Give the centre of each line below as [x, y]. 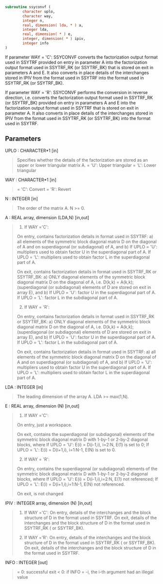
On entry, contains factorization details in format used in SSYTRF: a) [85, 236]
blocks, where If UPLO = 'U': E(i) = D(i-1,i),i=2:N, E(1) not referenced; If [87, 479]
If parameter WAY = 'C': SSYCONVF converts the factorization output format [81, 57]
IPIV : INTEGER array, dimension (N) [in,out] [49, 503]
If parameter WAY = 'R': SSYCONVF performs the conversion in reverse [76, 92]
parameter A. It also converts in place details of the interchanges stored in [79, 113]
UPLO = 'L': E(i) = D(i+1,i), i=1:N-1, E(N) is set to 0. [66, 450]
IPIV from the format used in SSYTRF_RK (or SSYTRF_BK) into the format [78, 118]
